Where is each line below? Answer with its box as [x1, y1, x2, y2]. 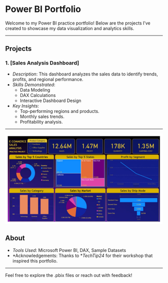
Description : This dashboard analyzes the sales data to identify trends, [12, 71, 158, 77]
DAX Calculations [19, 92, 56, 98]
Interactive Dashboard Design [19, 97, 81, 103]
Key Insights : [12, 102, 39, 108]
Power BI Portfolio [5, 3, 81, 15]
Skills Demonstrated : [12, 81, 55, 87]
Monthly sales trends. [19, 113, 65, 119]
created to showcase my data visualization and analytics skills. [5, 25, 134, 31]
